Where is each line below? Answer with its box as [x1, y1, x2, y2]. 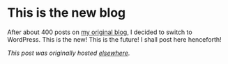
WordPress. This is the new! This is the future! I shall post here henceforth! [7, 35, 222, 43]
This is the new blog [7, 5, 126, 21]
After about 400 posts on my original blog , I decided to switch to [7, 28, 193, 36]
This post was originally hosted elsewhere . [7, 49, 130, 57]
